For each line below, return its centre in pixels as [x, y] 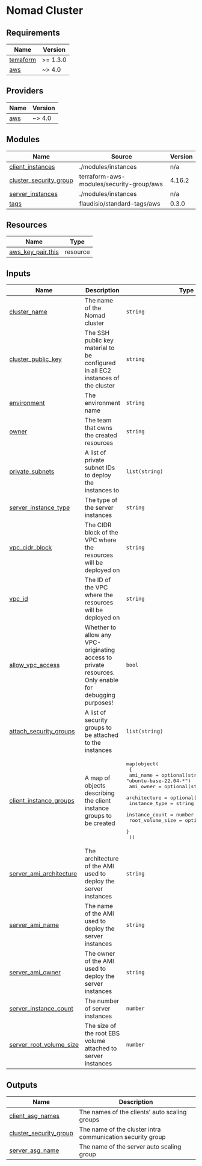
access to [98, 657]
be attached [102, 735]
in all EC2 [98, 371]
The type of [101, 500]
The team [98, 421]
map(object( [142, 764]
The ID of [98, 580]
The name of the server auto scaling [130, 1147]
